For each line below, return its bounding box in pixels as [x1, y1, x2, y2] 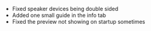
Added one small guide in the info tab [12, 12, 107, 19]
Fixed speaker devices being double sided [12, 5, 119, 12]
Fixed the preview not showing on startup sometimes [12, 18, 146, 25]
